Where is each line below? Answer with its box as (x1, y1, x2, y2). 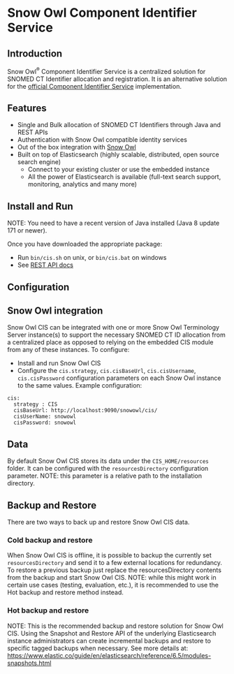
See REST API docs (17, 261, 74, 270)
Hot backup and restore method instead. (7, 588, 124, 596)
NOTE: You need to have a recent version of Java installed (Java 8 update (7, 219, 220, 228)
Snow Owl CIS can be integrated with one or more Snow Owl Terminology (7, 323, 220, 332)
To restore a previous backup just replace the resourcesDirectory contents (7, 566, 222, 574)
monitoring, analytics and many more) (27, 180, 138, 189)
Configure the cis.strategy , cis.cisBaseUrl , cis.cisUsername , (17, 367, 196, 375)
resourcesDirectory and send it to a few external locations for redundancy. (7, 559, 222, 567)
